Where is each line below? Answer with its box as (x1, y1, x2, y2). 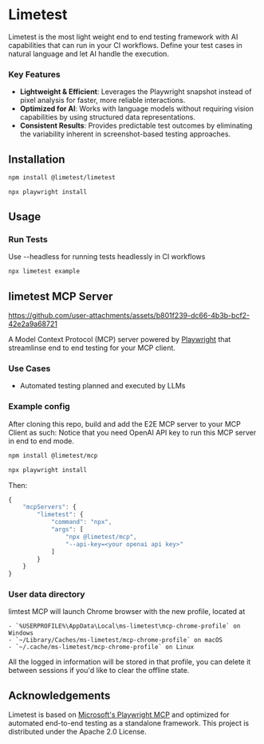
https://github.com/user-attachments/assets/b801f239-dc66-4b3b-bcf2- (8, 311, 250, 321)
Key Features (8, 69, 61, 80)
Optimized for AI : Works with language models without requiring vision (19, 104, 254, 113)
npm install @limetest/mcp (8, 451, 98, 459)
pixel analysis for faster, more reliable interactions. (19, 96, 186, 105)
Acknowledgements (8, 688, 111, 703)
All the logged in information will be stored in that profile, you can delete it (8, 657, 251, 667)
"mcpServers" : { (22, 503, 77, 511)
